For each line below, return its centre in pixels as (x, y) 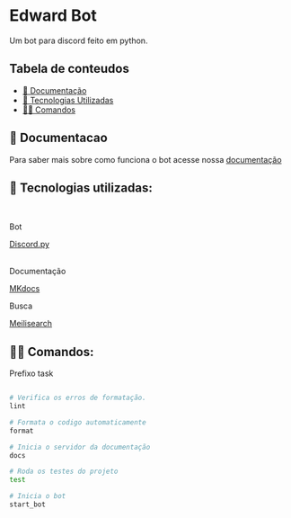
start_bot (28, 505)
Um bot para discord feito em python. (79, 40)
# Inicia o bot (38, 496)
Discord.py (30, 245)
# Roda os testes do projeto (64, 472)
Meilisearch (31, 324)
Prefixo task (31, 373)
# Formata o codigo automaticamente (78, 422)
